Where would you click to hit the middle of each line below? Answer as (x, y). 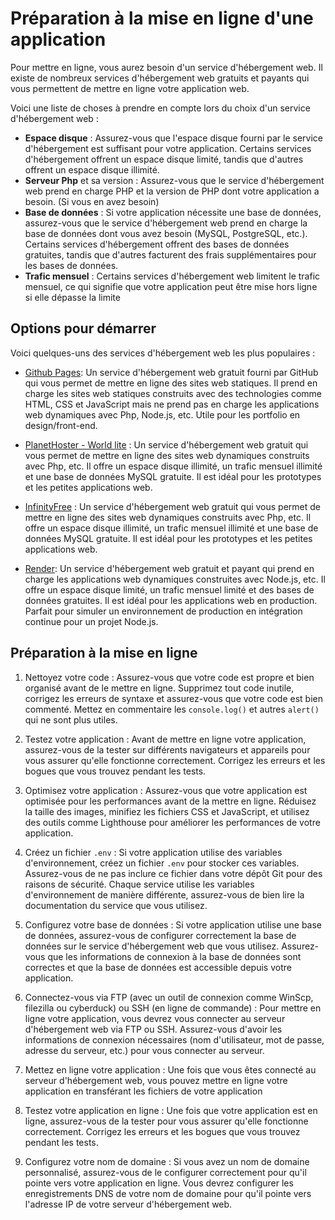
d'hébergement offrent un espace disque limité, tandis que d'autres (164, 159)
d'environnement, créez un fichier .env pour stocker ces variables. (162, 863)
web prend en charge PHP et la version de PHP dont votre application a (172, 191)
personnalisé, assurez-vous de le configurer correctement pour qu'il (165, 1172)
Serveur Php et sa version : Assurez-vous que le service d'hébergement (174, 180)
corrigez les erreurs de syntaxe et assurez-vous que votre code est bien (173, 698)
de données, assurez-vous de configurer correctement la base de (160, 935)
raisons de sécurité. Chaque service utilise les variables (139, 884)
